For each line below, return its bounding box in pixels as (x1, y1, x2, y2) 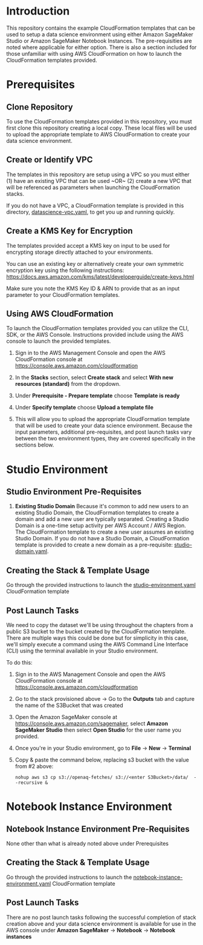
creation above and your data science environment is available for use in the (6, 920, 196, 927)
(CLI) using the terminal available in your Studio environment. (6, 647, 158, 654)
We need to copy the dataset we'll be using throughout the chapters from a (6, 622, 193, 628)
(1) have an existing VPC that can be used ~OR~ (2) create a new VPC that (6, 177, 192, 184)
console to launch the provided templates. (6, 337, 111, 345)
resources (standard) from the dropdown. (14, 380, 121, 388)
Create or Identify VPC (6, 154, 93, 165)
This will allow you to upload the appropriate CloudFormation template (14, 416, 190, 423)
